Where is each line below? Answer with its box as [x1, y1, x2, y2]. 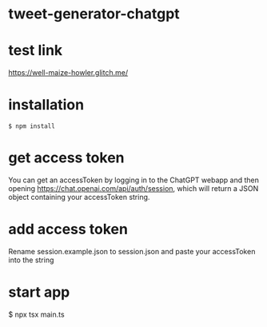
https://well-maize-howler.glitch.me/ [8, 68, 129, 78]
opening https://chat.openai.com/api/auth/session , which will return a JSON [8, 184, 259, 193]
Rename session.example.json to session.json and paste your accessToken [8, 246, 256, 256]
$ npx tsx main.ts [8, 309, 66, 319]
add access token [8, 221, 128, 238]
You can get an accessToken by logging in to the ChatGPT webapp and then [8, 175, 260, 185]
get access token [8, 149, 126, 167]
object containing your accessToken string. [8, 193, 150, 201]
